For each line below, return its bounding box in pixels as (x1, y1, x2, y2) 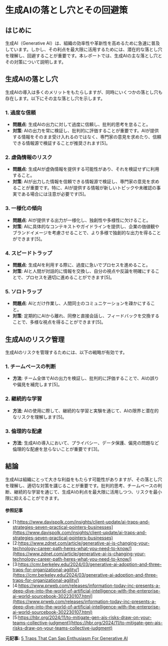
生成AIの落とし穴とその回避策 (5, 4, 128, 16)
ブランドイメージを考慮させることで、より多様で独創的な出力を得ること (12, 229, 161, 235)
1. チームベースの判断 (5, 363, 56, 370)
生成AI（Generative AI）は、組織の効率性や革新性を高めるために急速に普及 (5, 40, 160, 46)
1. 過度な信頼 (5, 109, 36, 116)
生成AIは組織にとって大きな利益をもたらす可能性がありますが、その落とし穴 (5, 476, 162, 482)
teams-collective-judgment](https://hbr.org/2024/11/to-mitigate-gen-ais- (12, 620, 163, 626)
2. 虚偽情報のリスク (5, 154, 52, 161)
